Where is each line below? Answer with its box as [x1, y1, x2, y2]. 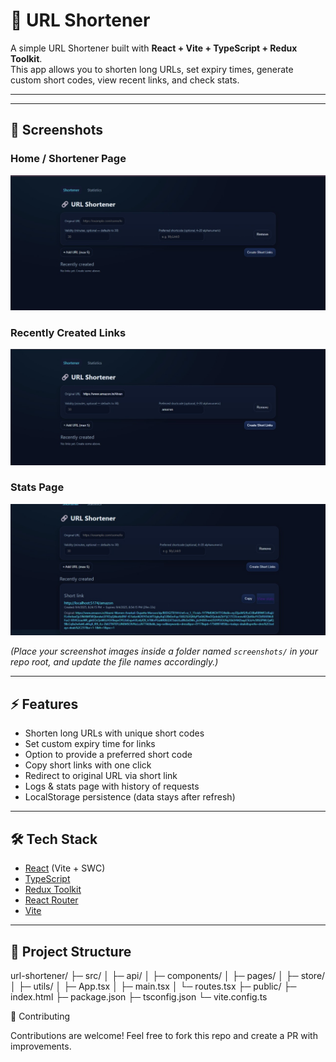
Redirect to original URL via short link [24, 770, 178, 782]
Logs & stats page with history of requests [24, 780, 200, 793]
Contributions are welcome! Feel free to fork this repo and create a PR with [10, 1029, 318, 1041]
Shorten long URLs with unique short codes [24, 727, 205, 739]
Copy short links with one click [24, 759, 152, 771]
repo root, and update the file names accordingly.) [10, 656, 219, 668]
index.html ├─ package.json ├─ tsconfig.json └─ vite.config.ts [10, 990, 268, 1003]
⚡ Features [10, 695, 79, 713]
